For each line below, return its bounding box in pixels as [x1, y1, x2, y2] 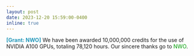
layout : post [6, 8, 39, 15]
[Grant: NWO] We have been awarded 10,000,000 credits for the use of [6, 37, 184, 44]
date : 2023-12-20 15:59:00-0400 [6, 14, 87, 20]
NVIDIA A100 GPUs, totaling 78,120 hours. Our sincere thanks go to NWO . [6, 43, 189, 50]
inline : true [6, 20, 39, 26]
